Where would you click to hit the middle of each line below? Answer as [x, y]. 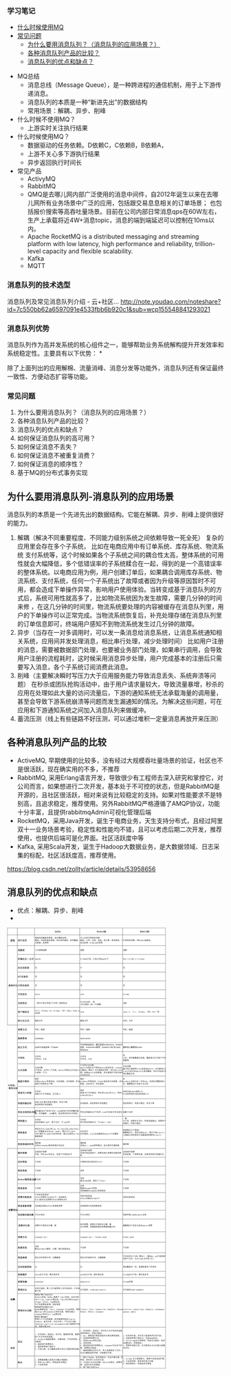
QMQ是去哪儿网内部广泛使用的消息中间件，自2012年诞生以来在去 [120, 194]
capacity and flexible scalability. [88, 251]
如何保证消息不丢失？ [47, 447]
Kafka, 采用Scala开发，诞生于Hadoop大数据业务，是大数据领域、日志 [115, 847]
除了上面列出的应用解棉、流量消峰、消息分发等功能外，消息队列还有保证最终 [115, 367]
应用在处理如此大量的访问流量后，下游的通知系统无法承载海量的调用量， [119, 693]
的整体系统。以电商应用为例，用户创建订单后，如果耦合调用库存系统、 [117, 572]
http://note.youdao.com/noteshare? [170, 301]
